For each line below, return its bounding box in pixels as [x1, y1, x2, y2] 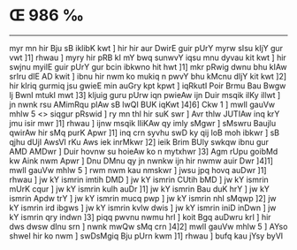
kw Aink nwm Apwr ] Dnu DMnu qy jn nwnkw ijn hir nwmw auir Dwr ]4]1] [9, 155, 274, 166]
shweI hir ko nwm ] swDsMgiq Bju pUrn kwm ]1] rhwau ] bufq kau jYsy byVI [9, 231, 284, 241]
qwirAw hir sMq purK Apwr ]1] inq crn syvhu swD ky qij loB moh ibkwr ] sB [9, 127, 280, 138]
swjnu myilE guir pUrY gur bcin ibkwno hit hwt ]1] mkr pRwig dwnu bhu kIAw [9, 61, 287, 72]
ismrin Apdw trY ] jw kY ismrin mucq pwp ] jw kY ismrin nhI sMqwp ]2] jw [9, 193, 277, 203]
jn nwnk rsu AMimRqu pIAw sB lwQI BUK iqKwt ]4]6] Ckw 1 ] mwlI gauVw [9, 99, 276, 110]
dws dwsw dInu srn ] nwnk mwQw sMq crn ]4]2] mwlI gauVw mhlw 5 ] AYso [9, 221, 288, 231]
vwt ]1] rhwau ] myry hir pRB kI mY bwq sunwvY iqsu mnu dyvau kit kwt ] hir [9, 52, 287, 63]
